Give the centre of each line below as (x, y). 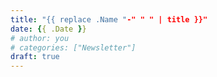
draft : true (35, 57)
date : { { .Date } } (48, 29)
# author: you (40, 38)
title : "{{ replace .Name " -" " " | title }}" (109, 19)
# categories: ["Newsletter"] (73, 47)
